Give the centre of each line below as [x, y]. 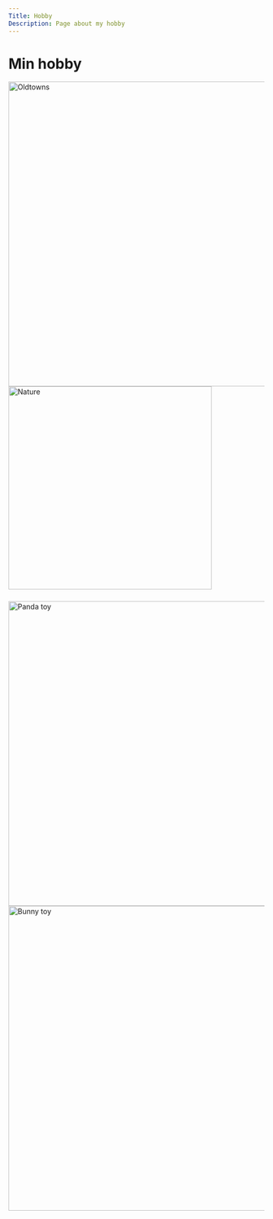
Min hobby [45, 64]
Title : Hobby [30, 16]
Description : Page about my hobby [67, 24]
